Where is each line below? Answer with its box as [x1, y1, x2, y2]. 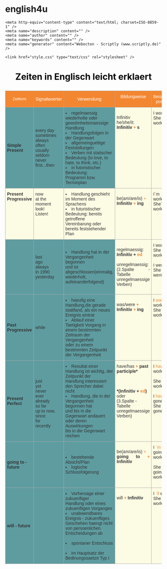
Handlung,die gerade [65, 302, 106, 308]
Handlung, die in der [71, 393, 111, 399]
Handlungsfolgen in [71, 130, 109, 136]
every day [35, 128, 55, 134]
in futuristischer [71, 206, 101, 212]
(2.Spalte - [116, 267, 150, 273]
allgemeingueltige [71, 140, 105, 146]
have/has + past [116, 363, 149, 369]
